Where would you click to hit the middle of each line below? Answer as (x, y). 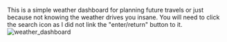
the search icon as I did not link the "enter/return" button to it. (95, 24)
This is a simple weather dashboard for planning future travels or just (106, 10)
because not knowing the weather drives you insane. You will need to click (113, 17)
